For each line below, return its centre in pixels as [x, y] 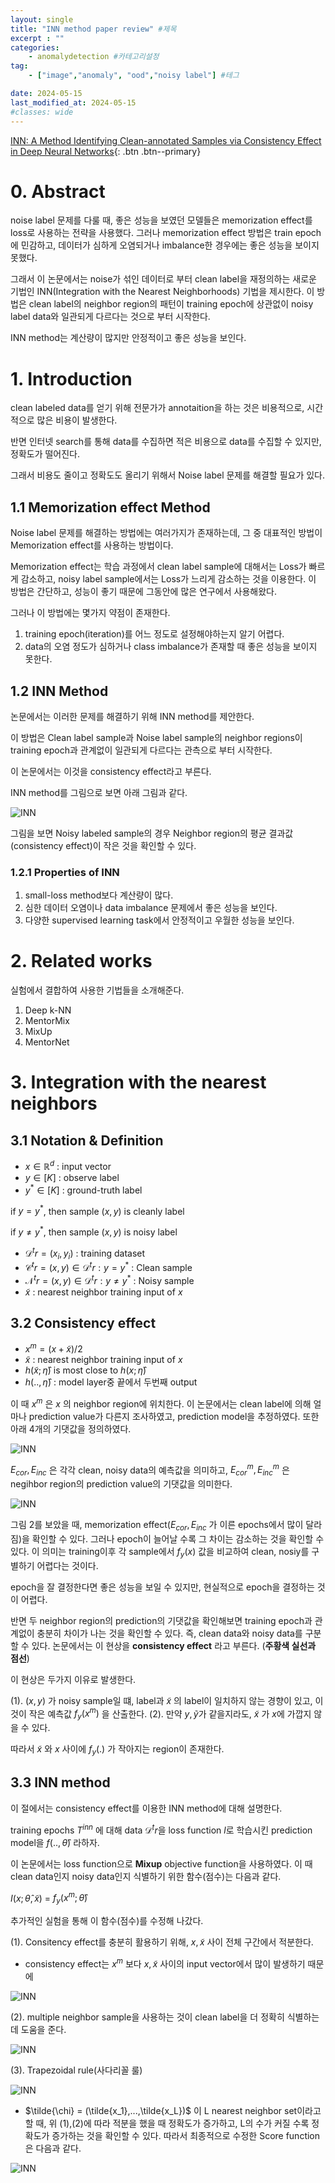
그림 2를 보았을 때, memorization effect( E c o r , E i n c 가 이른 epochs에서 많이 [157, 1526]
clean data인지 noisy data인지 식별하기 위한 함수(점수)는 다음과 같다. [146, 1876]
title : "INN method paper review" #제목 [93, 29]
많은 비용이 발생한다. [77, 420]
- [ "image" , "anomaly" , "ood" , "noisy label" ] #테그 [134, 76]
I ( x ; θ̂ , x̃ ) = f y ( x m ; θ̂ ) [49, 1898]
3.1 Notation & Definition [87, 1140]
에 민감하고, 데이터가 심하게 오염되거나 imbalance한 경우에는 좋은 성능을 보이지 [165, 245]
